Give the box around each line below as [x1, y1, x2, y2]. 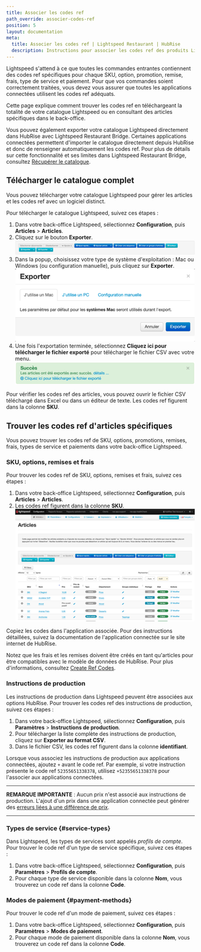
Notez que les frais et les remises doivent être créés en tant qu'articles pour [6, 652, 194, 659]
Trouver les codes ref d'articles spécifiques [6, 421, 173, 431]
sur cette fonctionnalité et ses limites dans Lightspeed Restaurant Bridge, [6, 152, 187, 159]
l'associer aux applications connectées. [6, 773, 104, 781]
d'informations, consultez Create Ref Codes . [6, 664, 116, 672]
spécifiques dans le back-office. [6, 114, 86, 122]
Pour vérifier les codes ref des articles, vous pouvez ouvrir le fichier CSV [6, 391, 186, 398]
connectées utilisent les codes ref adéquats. [6, 90, 115, 97]
